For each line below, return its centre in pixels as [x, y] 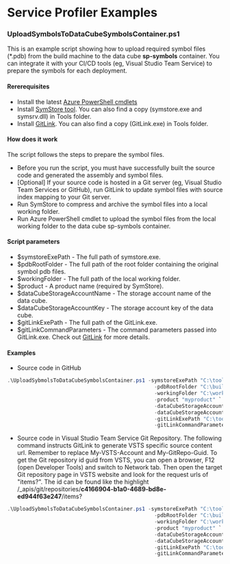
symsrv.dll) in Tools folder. [54, 116]
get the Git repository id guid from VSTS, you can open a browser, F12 [116, 460]
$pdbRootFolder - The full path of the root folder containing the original [118, 265]
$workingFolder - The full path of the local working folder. [99, 279]
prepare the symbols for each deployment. [67, 71]
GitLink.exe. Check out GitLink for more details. [84, 337]
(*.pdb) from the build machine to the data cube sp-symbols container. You [114, 56]
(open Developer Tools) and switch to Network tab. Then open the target [119, 467]
